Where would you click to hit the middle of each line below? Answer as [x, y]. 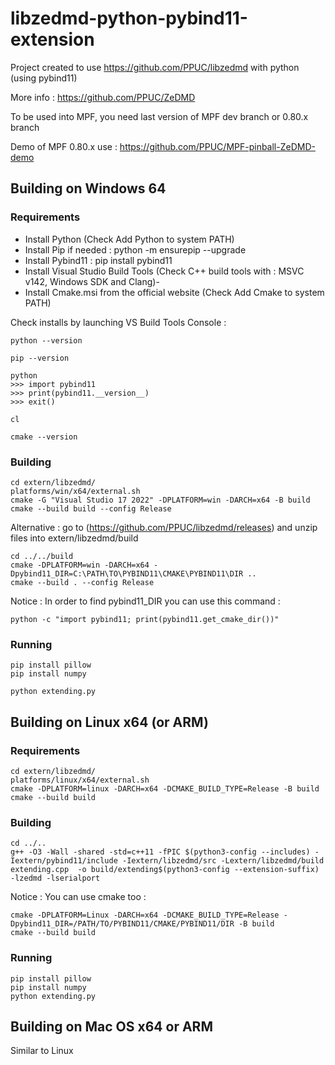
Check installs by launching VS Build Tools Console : [118, 322]
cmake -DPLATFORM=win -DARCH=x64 [80, 565]
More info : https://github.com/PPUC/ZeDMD [103, 97]
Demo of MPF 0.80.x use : [64, 146]
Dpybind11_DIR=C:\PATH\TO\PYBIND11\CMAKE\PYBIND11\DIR [127, 573]
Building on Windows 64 [88, 188]
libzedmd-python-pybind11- [129, 18]
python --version [46, 340]
